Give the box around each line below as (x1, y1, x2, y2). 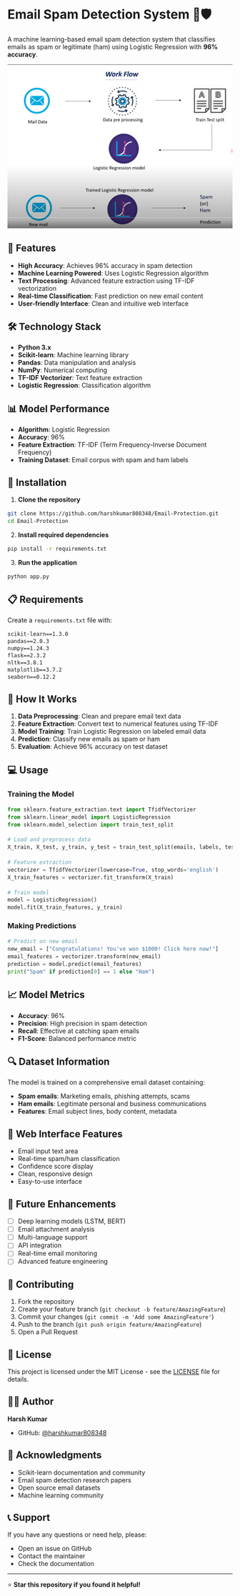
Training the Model (7, 789, 74, 799)
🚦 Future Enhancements (7, 1198, 116, 1210)
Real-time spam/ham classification (17, 1154, 120, 1163)
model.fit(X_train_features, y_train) (7, 904, 123, 912)
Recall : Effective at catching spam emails (17, 1027, 139, 1035)
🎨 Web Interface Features (7, 1127, 123, 1140)
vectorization (17, 284, 57, 292)
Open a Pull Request (17, 1327, 79, 1337)
